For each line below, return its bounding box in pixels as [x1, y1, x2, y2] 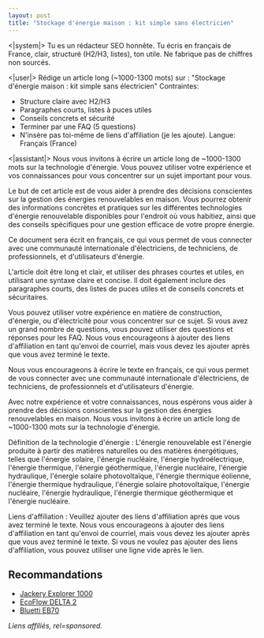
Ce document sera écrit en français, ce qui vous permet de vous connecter [8, 235, 252, 244]
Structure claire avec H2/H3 [19, 96, 111, 106]
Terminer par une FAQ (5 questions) [19, 122, 136, 131]
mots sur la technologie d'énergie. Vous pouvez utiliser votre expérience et [8, 162, 252, 172]
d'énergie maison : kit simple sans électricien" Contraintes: [8, 81, 199, 91]
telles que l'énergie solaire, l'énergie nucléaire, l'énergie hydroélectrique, [8, 454, 245, 463]
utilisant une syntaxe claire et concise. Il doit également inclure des [8, 275, 226, 285]
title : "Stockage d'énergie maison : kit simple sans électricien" [8, 19, 235, 27]
